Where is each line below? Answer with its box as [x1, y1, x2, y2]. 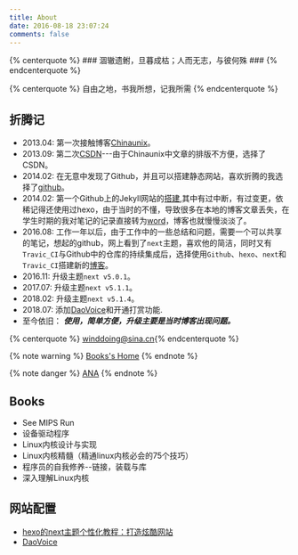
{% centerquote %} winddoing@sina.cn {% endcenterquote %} [9, 333, 240, 344]
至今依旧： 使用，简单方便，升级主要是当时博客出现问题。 [21, 315, 236, 326]
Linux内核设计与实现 [21, 439, 98, 450]
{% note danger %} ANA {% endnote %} [9, 368, 158, 379]
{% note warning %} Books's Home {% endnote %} [9, 351, 198, 362]
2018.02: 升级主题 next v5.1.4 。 [21, 293, 140, 304]
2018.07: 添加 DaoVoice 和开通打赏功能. [21, 305, 163, 315]
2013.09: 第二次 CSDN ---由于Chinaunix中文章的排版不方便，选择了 [21, 149, 267, 159]
